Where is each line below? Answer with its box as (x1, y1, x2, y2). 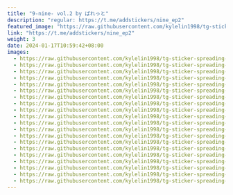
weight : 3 (7, 36, 36, 43)
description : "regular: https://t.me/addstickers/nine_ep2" (7, 17, 185, 24)
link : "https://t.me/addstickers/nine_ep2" (7, 29, 135, 37)
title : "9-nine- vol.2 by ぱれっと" (7, 10, 109, 17)
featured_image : (7, 23, 54, 30)
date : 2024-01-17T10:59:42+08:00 (7, 42, 104, 49)
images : (7, 49, 30, 56)
